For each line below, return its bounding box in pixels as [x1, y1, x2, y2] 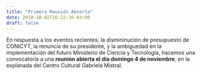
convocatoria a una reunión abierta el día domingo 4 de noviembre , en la [6, 55, 190, 63]
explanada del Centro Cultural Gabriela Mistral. [6, 62, 123, 69]
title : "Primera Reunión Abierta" [6, 8, 94, 15]
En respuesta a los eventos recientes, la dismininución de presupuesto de [6, 37, 190, 44]
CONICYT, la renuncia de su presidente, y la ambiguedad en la [6, 43, 162, 50]
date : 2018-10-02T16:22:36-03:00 [6, 14, 91, 20]
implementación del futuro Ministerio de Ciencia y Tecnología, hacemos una [6, 49, 196, 56]
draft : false [6, 20, 39, 26]
